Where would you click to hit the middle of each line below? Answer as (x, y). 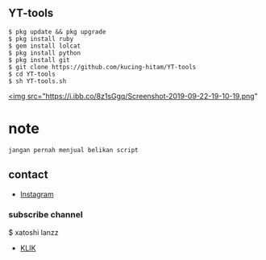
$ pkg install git (39, 60)
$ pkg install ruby (41, 39)
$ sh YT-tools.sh (37, 81)
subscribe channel (46, 215)
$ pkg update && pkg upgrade (57, 31)
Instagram (37, 194)
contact (28, 175)
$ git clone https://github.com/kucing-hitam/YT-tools (102, 67)
